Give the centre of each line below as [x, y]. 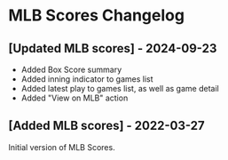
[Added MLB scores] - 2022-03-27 [106, 126]
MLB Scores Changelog [97, 16]
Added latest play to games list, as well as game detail [120, 88]
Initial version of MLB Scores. [62, 147]
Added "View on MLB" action [75, 98]
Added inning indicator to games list [87, 79]
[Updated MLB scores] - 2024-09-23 [113, 48]
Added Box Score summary [71, 69]
